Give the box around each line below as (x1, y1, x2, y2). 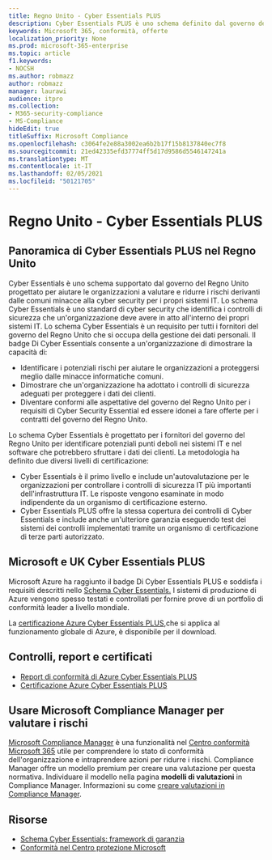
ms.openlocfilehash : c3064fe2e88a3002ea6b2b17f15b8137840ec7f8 (8, 139, 227, 148)
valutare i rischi (8, 716, 88, 730)
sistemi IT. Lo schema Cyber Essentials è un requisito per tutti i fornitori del (8, 321, 259, 331)
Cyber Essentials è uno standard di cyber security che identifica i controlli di (8, 304, 263, 314)
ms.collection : (8, 102, 60, 110)
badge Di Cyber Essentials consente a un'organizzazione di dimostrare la (8, 338, 253, 348)
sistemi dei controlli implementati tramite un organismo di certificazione (19, 523, 259, 532)
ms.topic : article (8, 49, 70, 57)
